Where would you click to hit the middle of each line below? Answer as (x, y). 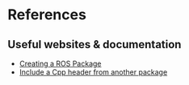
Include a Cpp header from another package (93, 72)
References (47, 15)
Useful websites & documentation (94, 45)
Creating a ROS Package (60, 63)
